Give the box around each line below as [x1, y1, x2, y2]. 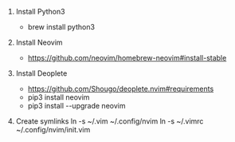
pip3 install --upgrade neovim [27, 101, 126, 110]
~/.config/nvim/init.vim [15, 125, 91, 134]
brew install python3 [27, 22, 96, 31]
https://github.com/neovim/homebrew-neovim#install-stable [27, 53, 227, 62]
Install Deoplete [15, 69, 68, 78]
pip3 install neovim [27, 93, 90, 102]
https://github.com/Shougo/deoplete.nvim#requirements [27, 84, 214, 93]
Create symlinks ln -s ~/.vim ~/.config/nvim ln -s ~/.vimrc [15, 116, 204, 126]
